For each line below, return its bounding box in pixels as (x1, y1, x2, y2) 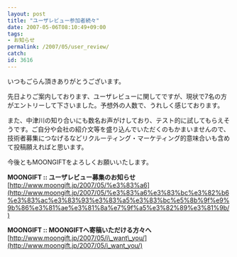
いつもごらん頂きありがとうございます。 (7, 77, 126, 85)
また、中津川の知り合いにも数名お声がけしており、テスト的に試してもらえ (7, 116, 224, 124)
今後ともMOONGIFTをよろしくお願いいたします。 (7, 158, 153, 166)
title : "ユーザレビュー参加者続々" (7, 17, 99, 24)
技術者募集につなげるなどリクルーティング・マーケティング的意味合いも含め (7, 133, 231, 142)
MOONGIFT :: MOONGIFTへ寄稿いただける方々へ (7, 225, 152, 234)
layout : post (7, 10, 46, 18)
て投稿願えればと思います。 (7, 143, 88, 151)
